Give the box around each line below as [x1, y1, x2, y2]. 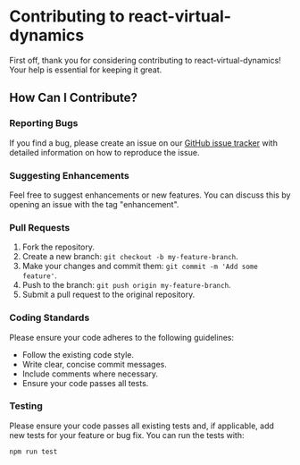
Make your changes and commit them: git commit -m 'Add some [21, 261, 259, 272]
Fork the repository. [21, 241, 96, 252]
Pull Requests [9, 221, 71, 233]
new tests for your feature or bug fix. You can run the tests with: [9, 429, 245, 440]
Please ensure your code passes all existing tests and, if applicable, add [9, 420, 275, 431]
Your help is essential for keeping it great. [9, 64, 162, 75]
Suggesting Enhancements [9, 169, 129, 182]
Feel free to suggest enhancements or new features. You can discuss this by [9, 190, 291, 200]
